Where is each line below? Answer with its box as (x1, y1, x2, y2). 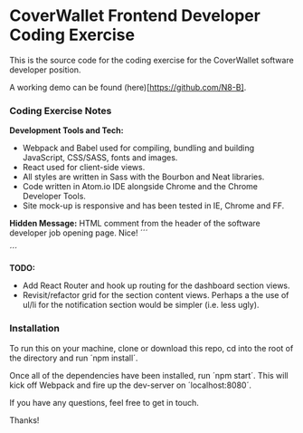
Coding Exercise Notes (9, 104, 112, 117)
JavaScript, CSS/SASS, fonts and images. (22, 152, 178, 163)
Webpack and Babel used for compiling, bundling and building (22, 142, 255, 154)
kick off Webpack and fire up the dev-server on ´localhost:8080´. (9, 380, 251, 390)
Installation (9, 322, 61, 335)
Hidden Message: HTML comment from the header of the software (9, 218, 260, 229)
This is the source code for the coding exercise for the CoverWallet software (9, 54, 294, 65)
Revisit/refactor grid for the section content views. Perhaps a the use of (22, 290, 289, 301)
